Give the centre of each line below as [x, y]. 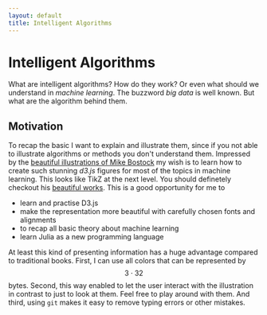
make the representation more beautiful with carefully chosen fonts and [137, 212]
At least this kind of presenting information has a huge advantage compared [133, 252]
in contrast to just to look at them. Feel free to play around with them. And [129, 294]
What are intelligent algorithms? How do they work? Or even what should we [133, 84]
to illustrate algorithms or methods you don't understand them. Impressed [130, 154]
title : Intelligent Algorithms [60, 23]
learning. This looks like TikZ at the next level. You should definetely [120, 179]
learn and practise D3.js [59, 203]
